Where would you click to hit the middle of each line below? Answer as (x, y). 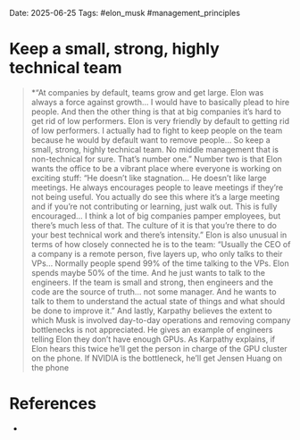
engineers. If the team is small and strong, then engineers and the (152, 282)
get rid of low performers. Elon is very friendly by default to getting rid (160, 120)
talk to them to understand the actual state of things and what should (158, 301)
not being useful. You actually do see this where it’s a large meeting (155, 196)
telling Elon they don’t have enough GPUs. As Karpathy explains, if (153, 339)
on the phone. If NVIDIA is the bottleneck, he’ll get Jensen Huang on (157, 358)
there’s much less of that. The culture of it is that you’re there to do (154, 225)
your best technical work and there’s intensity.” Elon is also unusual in (159, 235)
